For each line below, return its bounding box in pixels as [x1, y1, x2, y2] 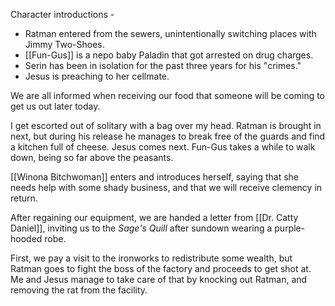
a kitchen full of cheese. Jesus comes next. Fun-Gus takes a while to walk [10, 141, 316, 153]
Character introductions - [10, 9, 115, 20]
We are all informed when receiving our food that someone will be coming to [10, 90, 326, 101]
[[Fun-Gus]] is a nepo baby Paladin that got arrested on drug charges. [24, 49, 314, 61]
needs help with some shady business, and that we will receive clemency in [10, 182, 323, 193]
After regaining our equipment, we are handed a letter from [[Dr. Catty [10, 212, 299, 223]
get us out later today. [10, 100, 101, 112]
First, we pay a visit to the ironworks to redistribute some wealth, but [10, 252, 293, 264]
